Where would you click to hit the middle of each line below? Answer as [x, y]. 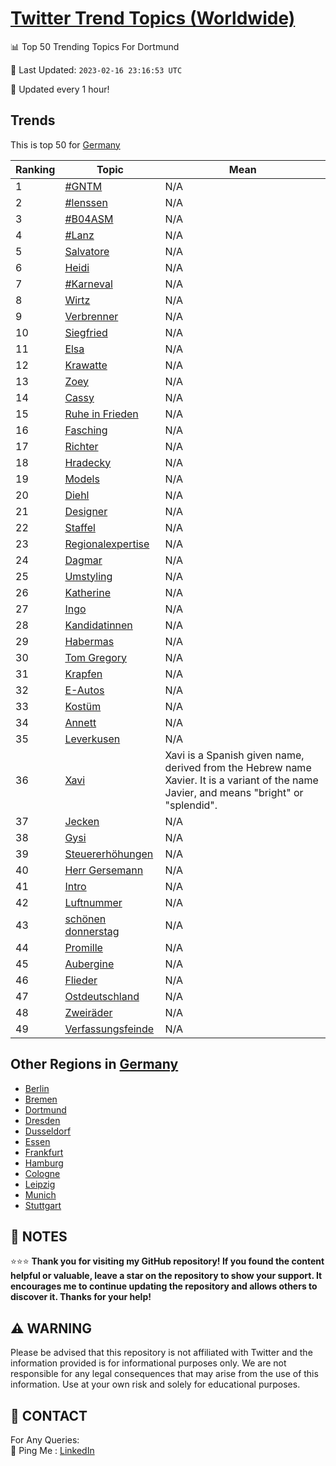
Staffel [80, 527]
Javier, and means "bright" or [234, 792]
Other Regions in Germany [94, 1064]
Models [82, 479]
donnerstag [92, 931]
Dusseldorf [48, 1131]
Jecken [82, 821]
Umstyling [88, 576]
